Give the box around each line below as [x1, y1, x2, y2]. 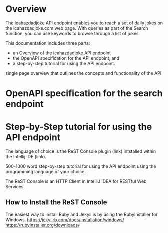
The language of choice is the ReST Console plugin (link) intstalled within [5, 148, 156, 154]
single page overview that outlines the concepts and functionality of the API [5, 70, 162, 76]
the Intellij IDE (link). [5, 154, 47, 160]
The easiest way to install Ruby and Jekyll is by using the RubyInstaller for [5, 211, 158, 217]
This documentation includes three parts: [5, 40, 90, 46]
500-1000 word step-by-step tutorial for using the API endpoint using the [5, 163, 156, 169]
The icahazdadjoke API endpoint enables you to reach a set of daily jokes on [5, 20, 163, 26]
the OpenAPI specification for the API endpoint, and [12, 55, 119, 61]
